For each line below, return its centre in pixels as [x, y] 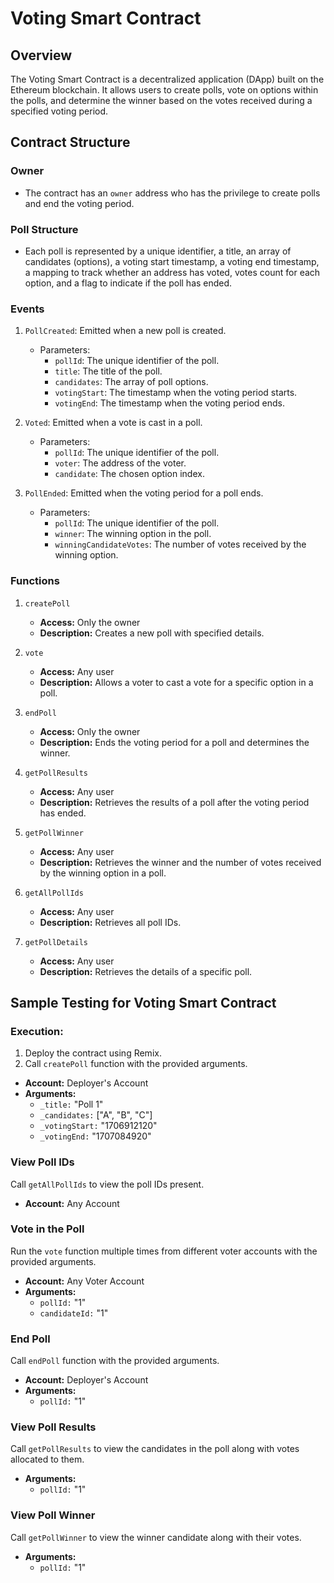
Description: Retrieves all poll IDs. [110, 922]
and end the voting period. [79, 203]
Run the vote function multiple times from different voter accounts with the [164, 1251]
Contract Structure [70, 142]
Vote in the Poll [47, 1229]
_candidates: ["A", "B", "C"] [96, 1115]
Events [27, 309]
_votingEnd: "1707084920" [95, 1136]
